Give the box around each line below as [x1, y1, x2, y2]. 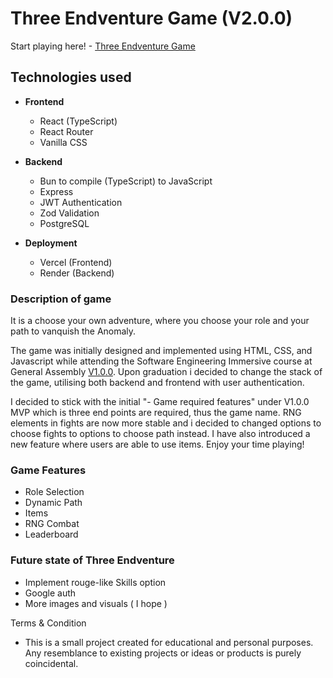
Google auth [24, 587, 77, 599]
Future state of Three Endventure [10, 553, 175, 567]
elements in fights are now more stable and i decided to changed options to [10, 417, 322, 429]
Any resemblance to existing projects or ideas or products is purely [24, 647, 302, 659]
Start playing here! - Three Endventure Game [10, 40, 196, 52]
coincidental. [24, 657, 79, 669]
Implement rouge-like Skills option [24, 576, 167, 588]
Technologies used [10, 69, 132, 86]
